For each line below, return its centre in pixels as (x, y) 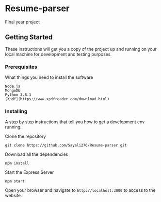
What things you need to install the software (49, 77)
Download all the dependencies (37, 154)
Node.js (13, 86)
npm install (17, 164)
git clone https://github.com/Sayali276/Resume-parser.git (66, 146)
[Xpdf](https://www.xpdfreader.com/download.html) (57, 99)
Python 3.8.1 (18, 95)
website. (14, 196)
